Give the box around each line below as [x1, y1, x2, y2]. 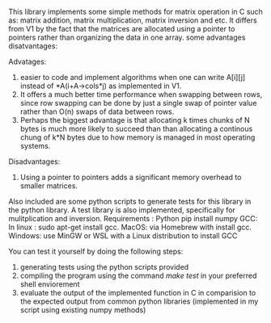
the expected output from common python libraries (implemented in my [19, 296, 259, 306]
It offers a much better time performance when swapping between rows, [19, 90, 263, 99]
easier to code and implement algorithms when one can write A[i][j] [19, 73, 246, 82]
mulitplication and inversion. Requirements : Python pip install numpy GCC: [8, 214, 258, 223]
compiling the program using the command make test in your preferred [19, 271, 257, 280]
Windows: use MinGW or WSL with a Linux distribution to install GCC [8, 231, 238, 241]
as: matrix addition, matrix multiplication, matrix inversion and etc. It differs [8, 15, 257, 25]
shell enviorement [19, 279, 80, 289]
